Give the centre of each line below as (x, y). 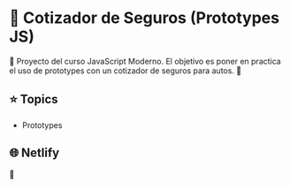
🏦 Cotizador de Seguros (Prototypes (145, 18)
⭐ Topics (34, 99)
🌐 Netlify (34, 153)
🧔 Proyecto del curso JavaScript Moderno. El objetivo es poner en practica (145, 61)
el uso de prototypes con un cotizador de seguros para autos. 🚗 (126, 71)
